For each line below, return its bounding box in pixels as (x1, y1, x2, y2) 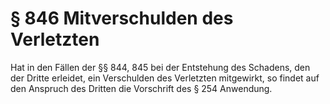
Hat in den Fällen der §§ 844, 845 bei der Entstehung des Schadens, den (10, 61, 311, 73)
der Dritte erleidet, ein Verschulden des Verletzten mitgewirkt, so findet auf (10, 72, 320, 84)
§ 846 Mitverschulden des (10, 7, 234, 30)
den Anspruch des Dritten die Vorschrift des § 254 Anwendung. (10, 82, 273, 94)
